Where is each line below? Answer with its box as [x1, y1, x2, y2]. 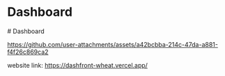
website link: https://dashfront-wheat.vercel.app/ [7, 61, 148, 69]
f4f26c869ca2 [7, 48, 49, 56]
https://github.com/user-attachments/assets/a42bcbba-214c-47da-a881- [7, 40, 218, 48]
